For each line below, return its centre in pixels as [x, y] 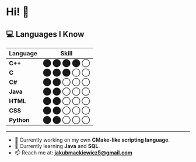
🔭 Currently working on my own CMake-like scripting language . [92, 140]
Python [19, 120]
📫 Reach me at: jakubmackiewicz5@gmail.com [73, 153]
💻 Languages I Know [45, 34]
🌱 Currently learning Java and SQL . [57, 146]
